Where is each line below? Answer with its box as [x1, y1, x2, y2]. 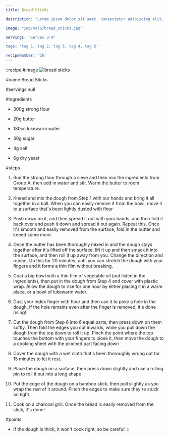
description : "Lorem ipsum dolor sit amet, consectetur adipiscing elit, [6, 16, 164, 22]
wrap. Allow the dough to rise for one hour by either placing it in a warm [13, 283, 163, 289]
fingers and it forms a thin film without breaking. [13, 263, 113, 269]
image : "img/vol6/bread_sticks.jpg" [6, 26, 83, 31]
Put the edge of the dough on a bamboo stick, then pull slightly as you [13, 381, 159, 386]
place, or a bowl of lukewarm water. [13, 289, 88, 295]
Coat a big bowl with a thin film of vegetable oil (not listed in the [13, 273, 146, 278]
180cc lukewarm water [13, 126, 61, 131]
